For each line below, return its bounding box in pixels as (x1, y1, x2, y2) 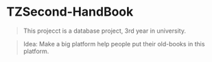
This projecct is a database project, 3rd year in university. (23, 27, 187, 35)
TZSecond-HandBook (6, 4, 134, 20)
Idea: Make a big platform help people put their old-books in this (23, 40, 205, 48)
